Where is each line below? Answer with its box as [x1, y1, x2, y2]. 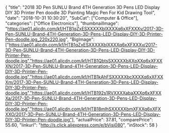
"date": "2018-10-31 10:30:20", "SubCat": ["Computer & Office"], [5, 15, 139, 21]
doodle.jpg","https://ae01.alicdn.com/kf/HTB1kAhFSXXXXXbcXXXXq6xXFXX [5, 74, 163, 80]
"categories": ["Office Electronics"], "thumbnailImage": [5, 20, 119, 26]
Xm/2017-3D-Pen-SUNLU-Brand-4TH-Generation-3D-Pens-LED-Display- [5, 79, 158, 85]
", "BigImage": [65, 36, 95, 42]
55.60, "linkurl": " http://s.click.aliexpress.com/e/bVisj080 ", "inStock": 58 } [5, 122, 158, 128]
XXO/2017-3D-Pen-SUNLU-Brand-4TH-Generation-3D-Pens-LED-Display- [5, 111, 161, 117]
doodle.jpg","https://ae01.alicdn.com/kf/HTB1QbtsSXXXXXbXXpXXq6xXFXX [5, 58, 162, 63]
